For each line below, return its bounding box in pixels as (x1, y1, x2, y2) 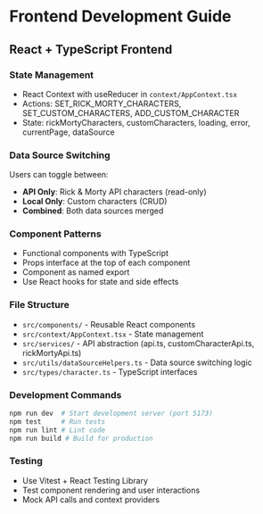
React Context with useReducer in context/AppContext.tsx (21, 88, 238, 99)
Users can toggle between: (9, 170, 109, 180)
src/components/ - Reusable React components (21, 319, 196, 329)
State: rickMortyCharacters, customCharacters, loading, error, (21, 117, 251, 128)
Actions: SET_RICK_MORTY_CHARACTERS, (21, 98, 182, 109)
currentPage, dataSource (21, 127, 115, 137)
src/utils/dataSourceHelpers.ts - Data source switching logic (21, 357, 252, 368)
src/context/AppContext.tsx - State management (21, 328, 204, 339)
